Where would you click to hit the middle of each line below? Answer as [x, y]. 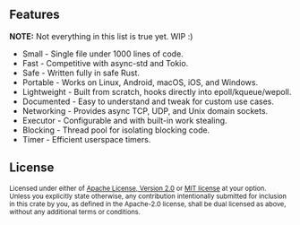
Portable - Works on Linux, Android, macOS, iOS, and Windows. [140, 82]
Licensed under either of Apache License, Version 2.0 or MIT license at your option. [138, 188]
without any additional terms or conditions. [75, 212]
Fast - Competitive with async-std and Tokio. [105, 63]
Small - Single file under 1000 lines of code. [103, 54]
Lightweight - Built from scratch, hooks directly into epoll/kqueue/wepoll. [157, 91]
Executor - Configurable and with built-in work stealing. [124, 120]
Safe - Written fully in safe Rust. [81, 73]
